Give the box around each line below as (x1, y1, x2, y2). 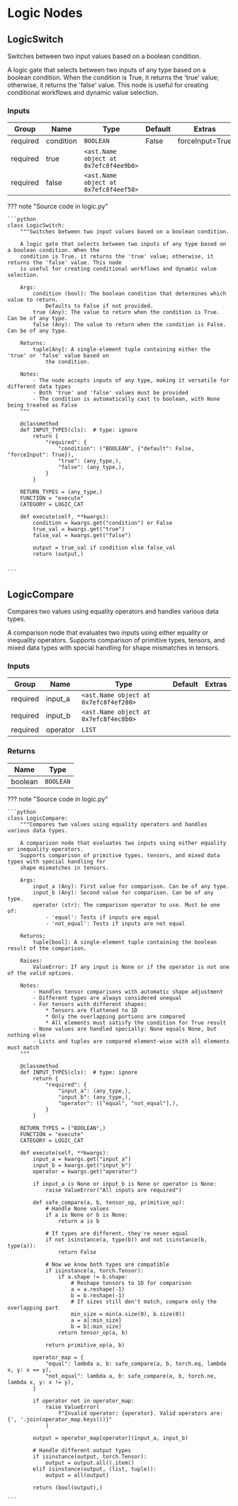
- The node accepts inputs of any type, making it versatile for (33, 377, 230, 384)
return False (57, 1248, 97, 1255)
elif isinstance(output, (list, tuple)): (33, 1465, 157, 1473)
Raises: (20, 957, 42, 964)
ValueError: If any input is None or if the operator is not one (33, 963, 230, 970)
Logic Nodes (7, 5, 83, 21)
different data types (7, 383, 72, 390)
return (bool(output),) (33, 1484, 103, 1491)
